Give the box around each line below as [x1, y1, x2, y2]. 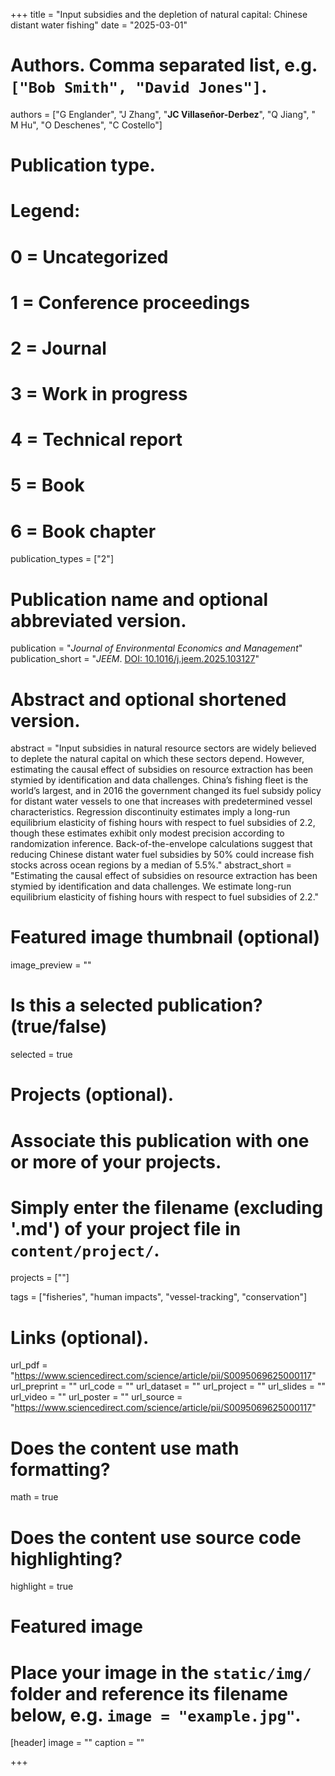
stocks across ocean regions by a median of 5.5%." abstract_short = [10, 859, 293, 871]
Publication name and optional [10, 588, 269, 611]
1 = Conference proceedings [10, 291, 250, 314]
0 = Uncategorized [10, 245, 169, 268]
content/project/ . [10, 1239, 160, 1261]
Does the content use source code [10, 1526, 302, 1549]
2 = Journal [10, 337, 107, 359]
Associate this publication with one [10, 1129, 310, 1152]
